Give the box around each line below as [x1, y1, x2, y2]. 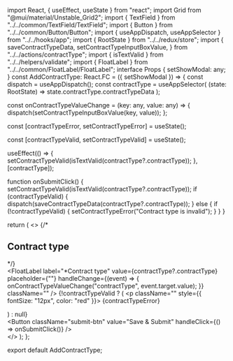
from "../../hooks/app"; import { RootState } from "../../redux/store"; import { [7, 36, 224, 44]
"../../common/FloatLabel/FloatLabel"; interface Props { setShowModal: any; [7, 66, 226, 73]
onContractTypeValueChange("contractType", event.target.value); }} [7, 281, 204, 290]
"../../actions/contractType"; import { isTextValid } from [7, 50, 164, 59]
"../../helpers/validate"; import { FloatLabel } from [7, 58, 148, 66]
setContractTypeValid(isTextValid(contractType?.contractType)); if [7, 185, 197, 193]
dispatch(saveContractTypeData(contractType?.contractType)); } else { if [7, 200, 218, 208]
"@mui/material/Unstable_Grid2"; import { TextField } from [7, 13, 176, 22]
